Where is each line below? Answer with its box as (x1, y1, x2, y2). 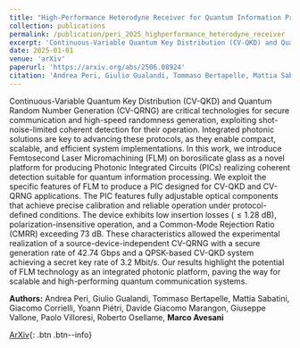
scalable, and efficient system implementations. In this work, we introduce (9, 143, 282, 153)
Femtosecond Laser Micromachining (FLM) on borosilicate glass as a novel (9, 153, 286, 163)
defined (9, 209, 38, 220)
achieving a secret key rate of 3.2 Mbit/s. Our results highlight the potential (9, 256, 285, 268)
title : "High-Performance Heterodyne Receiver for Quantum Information (9, 12, 281, 22)
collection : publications (9, 21, 105, 30)
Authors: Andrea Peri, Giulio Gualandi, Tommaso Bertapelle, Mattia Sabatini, (9, 293, 290, 303)
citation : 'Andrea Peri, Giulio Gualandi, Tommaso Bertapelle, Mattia (9, 71, 278, 80)
